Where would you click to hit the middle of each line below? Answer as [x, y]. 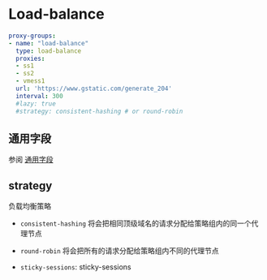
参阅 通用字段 [31, 160]
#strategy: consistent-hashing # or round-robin [99, 111]
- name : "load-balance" [49, 43]
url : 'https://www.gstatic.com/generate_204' [94, 89]
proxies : [30, 58]
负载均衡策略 [30, 206]
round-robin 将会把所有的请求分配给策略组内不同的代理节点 [119, 251]
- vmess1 [30, 81]
